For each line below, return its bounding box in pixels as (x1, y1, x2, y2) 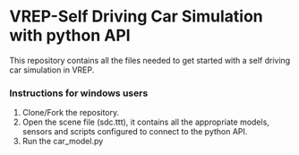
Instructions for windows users (9, 87, 149, 99)
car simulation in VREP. (9, 65, 95, 75)
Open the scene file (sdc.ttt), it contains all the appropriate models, (21, 116, 270, 127)
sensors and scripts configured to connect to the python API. (21, 126, 248, 137)
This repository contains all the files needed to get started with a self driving (9, 55, 291, 65)
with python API (9, 25, 132, 46)
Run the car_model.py (21, 136, 104, 147)
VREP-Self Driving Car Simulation (9, 6, 263, 27)
